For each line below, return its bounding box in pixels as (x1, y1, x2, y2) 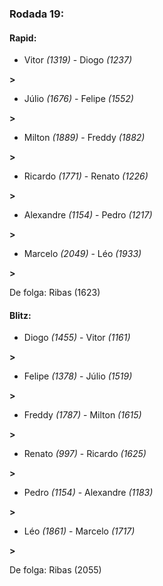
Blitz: (9, 309, 32, 321)
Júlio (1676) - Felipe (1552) (23, 93, 134, 105)
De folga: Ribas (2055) (9, 564, 102, 576)
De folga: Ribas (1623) (9, 287, 101, 299)
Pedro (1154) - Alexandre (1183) (23, 487, 154, 499)
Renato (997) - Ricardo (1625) (23, 448, 147, 460)
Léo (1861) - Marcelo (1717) (23, 525, 136, 537)
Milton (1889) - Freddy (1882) (23, 132, 146, 144)
